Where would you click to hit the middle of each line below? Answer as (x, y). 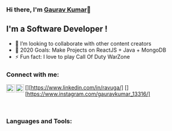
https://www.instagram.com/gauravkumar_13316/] (88, 94)
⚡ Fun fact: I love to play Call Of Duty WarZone (72, 56)
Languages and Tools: (39, 121)
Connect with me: (33, 75)
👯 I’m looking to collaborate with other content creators (83, 43)
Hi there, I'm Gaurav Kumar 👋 (49, 10)
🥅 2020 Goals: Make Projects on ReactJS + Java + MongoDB (91, 50)
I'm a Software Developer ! (57, 29)
